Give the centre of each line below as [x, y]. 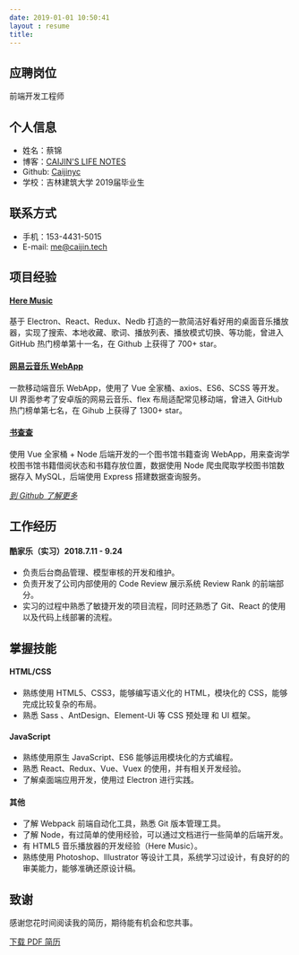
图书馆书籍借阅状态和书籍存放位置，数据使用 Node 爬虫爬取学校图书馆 [147, 465]
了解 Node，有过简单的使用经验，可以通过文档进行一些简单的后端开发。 [155, 835]
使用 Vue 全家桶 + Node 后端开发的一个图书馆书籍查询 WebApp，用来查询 [145, 454]
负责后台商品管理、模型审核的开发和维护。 [101, 573]
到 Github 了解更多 [43, 495]
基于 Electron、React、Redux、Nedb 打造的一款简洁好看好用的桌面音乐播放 [149, 321]
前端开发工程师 [37, 96]
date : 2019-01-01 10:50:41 [60, 17]
